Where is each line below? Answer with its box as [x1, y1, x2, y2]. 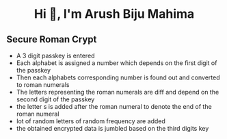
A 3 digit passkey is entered [16, 51, 95, 60]
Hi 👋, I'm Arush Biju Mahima [34, 6, 195, 22]
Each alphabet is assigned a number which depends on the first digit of [16, 59, 217, 67]
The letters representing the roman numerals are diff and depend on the [16, 88, 219, 96]
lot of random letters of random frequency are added [16, 117, 165, 125]
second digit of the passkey [16, 95, 95, 103]
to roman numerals [16, 81, 70, 88]
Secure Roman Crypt [6, 34, 97, 45]
